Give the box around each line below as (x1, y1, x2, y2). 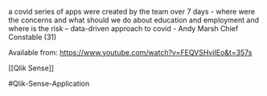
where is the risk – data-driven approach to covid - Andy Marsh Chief (8, 24, 239, 33)
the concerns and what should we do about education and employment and (8, 15, 260, 25)
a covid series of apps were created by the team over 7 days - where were (8, 7, 256, 16)
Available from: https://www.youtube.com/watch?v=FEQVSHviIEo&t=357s (8, 48, 253, 57)
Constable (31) (8, 32, 57, 42)
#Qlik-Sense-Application (8, 79, 90, 88)
